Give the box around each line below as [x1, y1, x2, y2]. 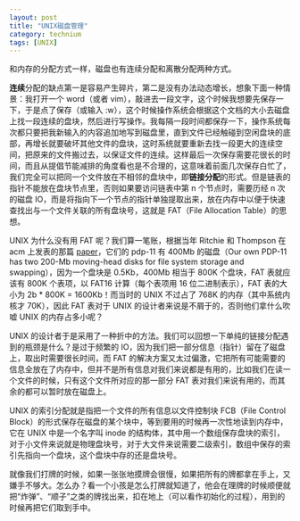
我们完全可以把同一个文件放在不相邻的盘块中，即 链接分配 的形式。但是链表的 [9, 171, 291, 183]
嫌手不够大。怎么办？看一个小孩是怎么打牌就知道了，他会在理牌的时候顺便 [9, 480, 283, 491]
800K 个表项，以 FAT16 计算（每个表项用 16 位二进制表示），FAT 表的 [26, 278, 280, 289]
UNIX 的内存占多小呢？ [19, 311, 104, 322]
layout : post [9, 12, 58, 22]
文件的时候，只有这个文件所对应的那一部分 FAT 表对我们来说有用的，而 [16, 376, 279, 386]
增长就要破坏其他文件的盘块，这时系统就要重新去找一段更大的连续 [32, 138, 275, 149]
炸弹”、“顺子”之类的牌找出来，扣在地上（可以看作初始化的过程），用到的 [21, 492, 286, 502]
